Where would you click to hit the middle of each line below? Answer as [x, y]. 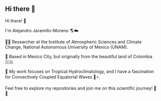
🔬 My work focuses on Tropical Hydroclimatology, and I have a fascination [80, 71]
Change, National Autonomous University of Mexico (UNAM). [67, 47]
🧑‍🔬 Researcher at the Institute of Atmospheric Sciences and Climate [73, 41]
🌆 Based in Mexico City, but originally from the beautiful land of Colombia [79, 56]
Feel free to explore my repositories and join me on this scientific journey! [79, 88]
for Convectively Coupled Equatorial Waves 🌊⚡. [53, 77]
